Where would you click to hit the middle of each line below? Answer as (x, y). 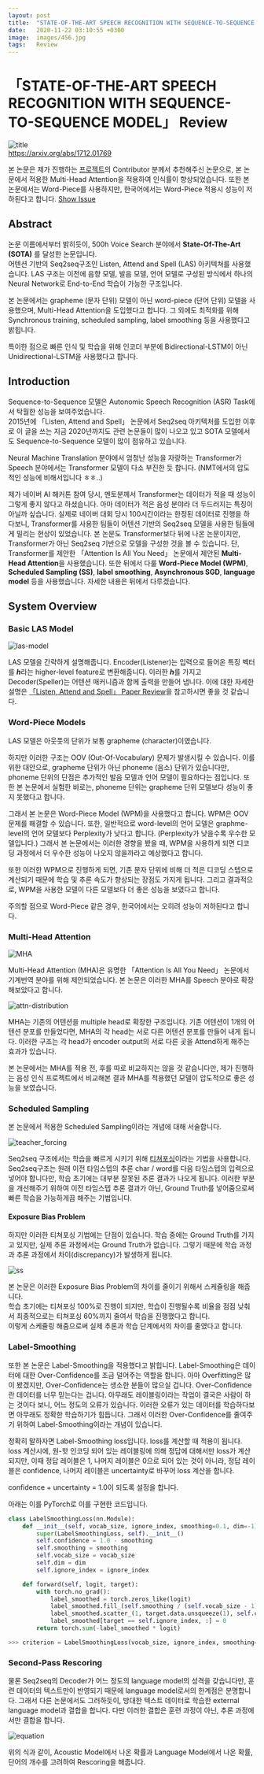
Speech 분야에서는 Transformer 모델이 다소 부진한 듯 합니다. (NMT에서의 (122, 467)
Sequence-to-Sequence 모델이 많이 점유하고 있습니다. (101, 441)
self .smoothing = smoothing (82, 1548)
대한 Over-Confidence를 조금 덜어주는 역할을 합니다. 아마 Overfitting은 (133, 1375)
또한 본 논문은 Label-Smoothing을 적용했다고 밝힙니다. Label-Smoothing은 (125, 1365)
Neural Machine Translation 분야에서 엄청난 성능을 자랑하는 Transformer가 (125, 457)
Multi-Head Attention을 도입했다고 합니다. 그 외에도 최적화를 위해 (138, 310)
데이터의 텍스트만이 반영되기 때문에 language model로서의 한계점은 (120, 1691)
